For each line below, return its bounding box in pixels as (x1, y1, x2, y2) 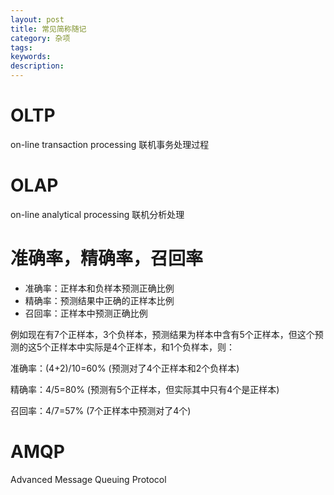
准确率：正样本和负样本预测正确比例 (24, 282, 175, 294)
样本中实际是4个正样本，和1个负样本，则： (59, 341, 236, 353)
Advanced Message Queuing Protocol (10, 473, 167, 485)
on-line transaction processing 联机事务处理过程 (10, 138, 210, 150)
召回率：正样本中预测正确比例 (24, 307, 148, 319)
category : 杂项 (10, 33, 71, 43)
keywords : (10, 52, 52, 62)
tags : (10, 42, 33, 53)
